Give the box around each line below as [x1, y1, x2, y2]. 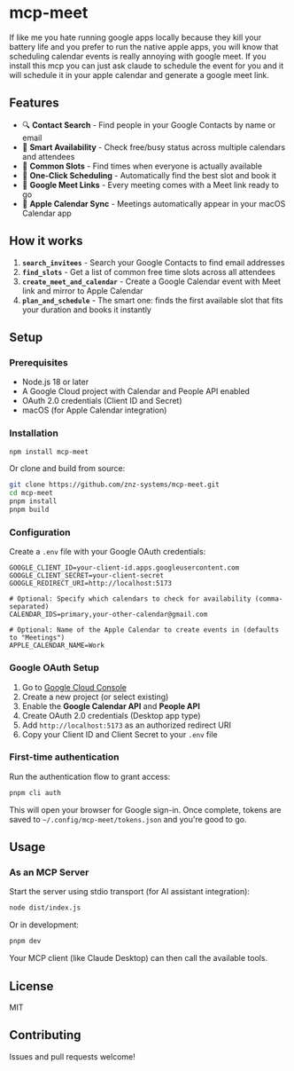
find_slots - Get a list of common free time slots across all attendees [21, 266, 276, 277]
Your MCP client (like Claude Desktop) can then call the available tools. [9, 953, 268, 964]
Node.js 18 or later [21, 376, 89, 388]
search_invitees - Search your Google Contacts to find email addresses [21, 256, 285, 268]
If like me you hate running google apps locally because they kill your [9, 32, 262, 43]
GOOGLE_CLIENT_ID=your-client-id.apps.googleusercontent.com [9, 563, 240, 572]
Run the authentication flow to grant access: [9, 771, 171, 782]
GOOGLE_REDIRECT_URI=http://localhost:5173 [9, 579, 173, 588]
